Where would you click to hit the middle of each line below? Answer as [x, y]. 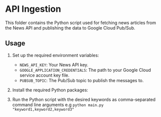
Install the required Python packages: [50, 90]
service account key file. [45, 75]
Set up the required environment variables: [56, 55]
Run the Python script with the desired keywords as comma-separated [84, 99]
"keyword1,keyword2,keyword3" [43, 109]
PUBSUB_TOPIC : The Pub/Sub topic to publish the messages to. [81, 80]
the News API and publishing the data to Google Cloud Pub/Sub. [70, 28]
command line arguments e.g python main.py [58, 105]
